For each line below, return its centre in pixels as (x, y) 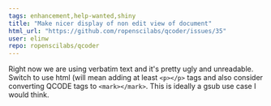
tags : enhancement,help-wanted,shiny (72, 16)
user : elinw (28, 38)
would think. (29, 95)
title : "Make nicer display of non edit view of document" (110, 23)
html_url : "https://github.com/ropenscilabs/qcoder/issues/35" (118, 31)
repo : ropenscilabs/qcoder (54, 46)
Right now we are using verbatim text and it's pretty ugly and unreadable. (131, 69)
